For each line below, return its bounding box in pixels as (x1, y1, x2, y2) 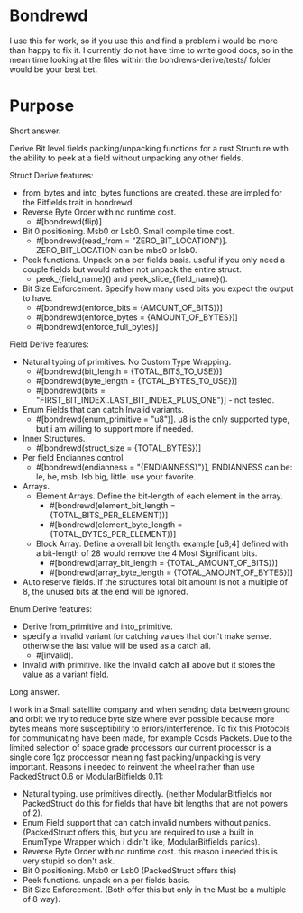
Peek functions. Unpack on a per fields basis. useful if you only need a (22, 254, 286, 265)
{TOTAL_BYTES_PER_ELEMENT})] (49, 528, 177, 539)
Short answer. (9, 125, 61, 136)
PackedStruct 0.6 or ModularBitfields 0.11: (9, 771, 164, 781)
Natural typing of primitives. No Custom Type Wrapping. (22, 356, 232, 367)
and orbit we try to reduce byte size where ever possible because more (9, 713, 275, 724)
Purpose (9, 96, 75, 116)
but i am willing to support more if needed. (35, 423, 194, 434)
